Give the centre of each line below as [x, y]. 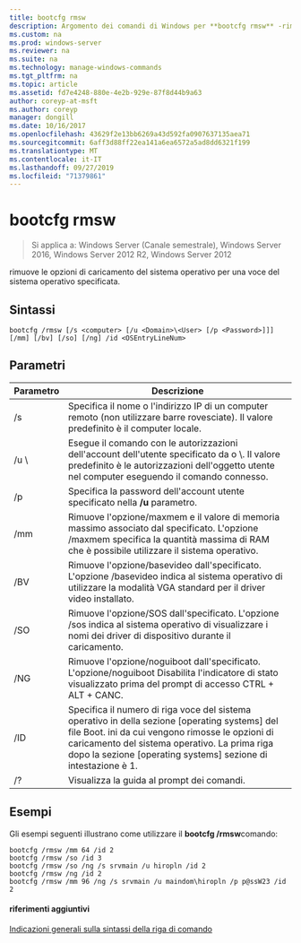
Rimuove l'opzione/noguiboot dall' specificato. [164, 662]
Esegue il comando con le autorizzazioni [153, 443]
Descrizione [177, 391]
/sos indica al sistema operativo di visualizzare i [168, 624]
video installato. [101, 599]
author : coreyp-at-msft [54, 101]
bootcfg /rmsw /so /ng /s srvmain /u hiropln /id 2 [107, 866]
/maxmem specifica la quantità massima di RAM [169, 539]
